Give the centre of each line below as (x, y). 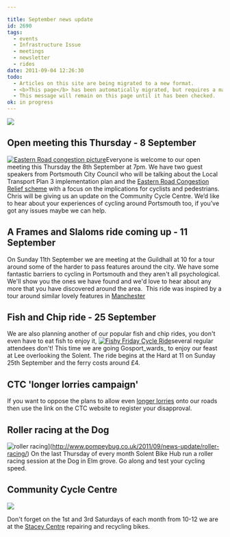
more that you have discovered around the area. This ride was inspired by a (114, 288)
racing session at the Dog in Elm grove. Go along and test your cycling (106, 461)
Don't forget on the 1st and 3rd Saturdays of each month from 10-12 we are (113, 519)
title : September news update (50, 19)
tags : (15, 32)
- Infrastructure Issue (47, 45)
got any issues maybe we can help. (57, 211)
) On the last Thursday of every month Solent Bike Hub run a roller (120, 454)
